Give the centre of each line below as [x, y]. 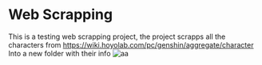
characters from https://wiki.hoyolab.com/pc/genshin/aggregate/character [131, 44]
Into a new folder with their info [60, 53]
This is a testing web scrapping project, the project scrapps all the [117, 36]
